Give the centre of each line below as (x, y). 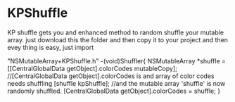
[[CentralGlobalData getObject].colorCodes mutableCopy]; (92, 68)
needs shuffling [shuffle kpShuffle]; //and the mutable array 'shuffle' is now (116, 83)
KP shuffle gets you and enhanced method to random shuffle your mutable (115, 32)
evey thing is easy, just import (50, 47)
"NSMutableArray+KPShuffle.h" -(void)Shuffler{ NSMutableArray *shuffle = (117, 60)
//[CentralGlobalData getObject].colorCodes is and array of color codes (111, 76)
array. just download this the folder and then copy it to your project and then (118, 39)
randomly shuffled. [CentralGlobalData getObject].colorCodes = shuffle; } (114, 91)
